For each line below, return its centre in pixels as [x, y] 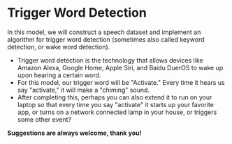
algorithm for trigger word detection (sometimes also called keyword [106, 39]
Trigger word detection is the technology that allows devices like [110, 60]
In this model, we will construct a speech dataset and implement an [104, 32]
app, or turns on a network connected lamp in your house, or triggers [117, 112]
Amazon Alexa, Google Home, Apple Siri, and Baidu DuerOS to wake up [120, 67]
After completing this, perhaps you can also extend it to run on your [115, 97]
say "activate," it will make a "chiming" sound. [84, 90]
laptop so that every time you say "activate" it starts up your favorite [116, 104]
